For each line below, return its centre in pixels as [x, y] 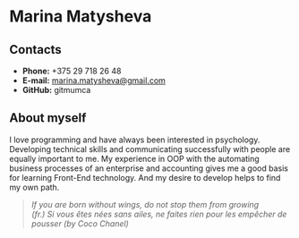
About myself [48, 118]
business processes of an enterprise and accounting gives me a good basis [149, 168]
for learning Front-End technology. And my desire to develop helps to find [145, 177]
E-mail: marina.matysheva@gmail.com [94, 81]
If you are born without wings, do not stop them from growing [145, 204]
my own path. [34, 187]
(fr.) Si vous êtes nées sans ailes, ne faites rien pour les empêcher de [159, 214]
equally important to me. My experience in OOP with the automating [134, 158]
